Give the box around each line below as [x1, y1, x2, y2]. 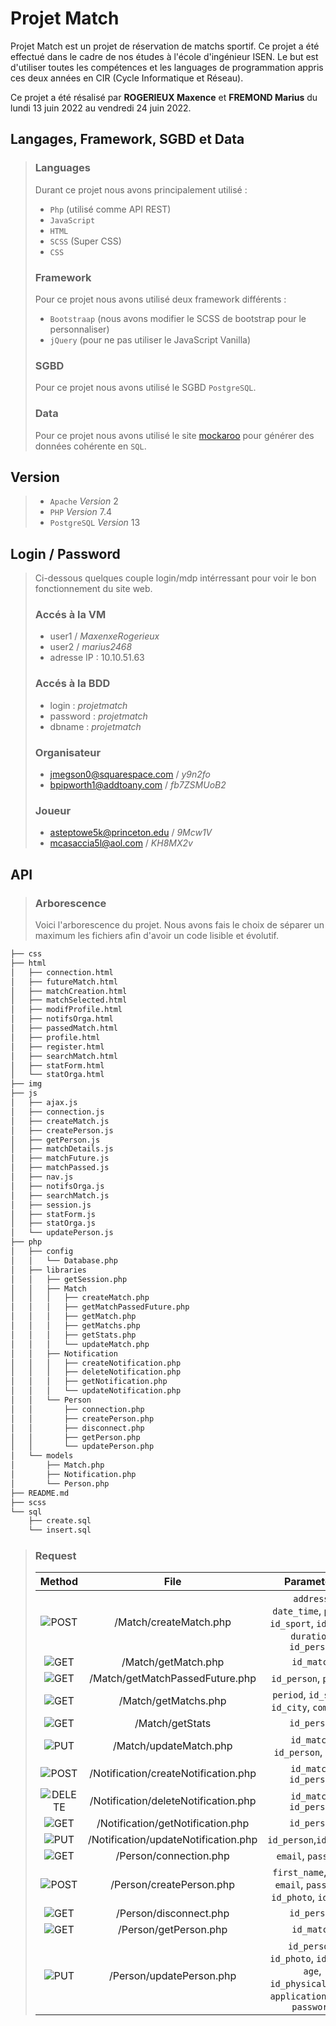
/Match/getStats [134, 1717, 212, 1731]
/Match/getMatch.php [121, 1655, 225, 1669]
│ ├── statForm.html [10, 1060, 105, 1071]
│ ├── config [10, 1247, 74, 1257]
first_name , [272, 1865, 327, 1879]
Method [39, 1575, 78, 1589]
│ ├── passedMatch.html [10, 1023, 118, 1034]
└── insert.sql [28, 1525, 92, 1536]
